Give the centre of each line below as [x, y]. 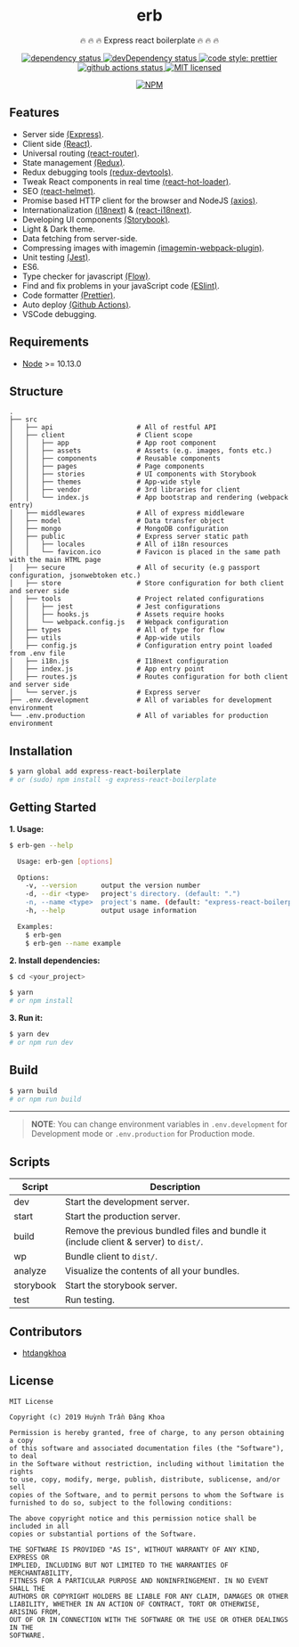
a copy [21, 1440]
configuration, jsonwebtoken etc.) [75, 575]
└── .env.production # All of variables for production [139, 716]
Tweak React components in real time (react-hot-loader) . [126, 181]
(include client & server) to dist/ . [134, 1242]
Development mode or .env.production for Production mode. [143, 1134]
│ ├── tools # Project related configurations [137, 599]
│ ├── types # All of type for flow [117, 630]
